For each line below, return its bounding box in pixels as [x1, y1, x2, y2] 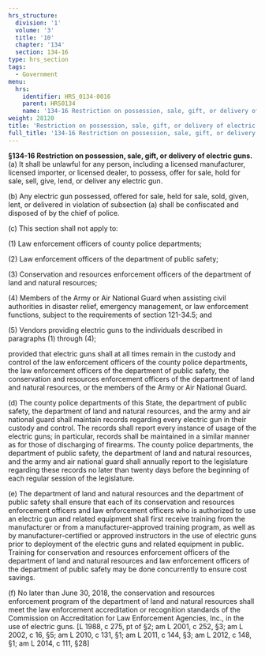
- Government [15, 70, 58, 78]
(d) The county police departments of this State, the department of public [8, 398, 247, 407]
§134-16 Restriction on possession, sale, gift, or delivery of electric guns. [8, 151, 253, 160]
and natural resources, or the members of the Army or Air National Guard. [8, 383, 248, 392]
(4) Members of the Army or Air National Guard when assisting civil [8, 293, 226, 303]
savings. [8, 572, 35, 582]
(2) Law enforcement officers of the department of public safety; [8, 254, 219, 263]
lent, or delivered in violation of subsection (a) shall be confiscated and [8, 199, 239, 209]
